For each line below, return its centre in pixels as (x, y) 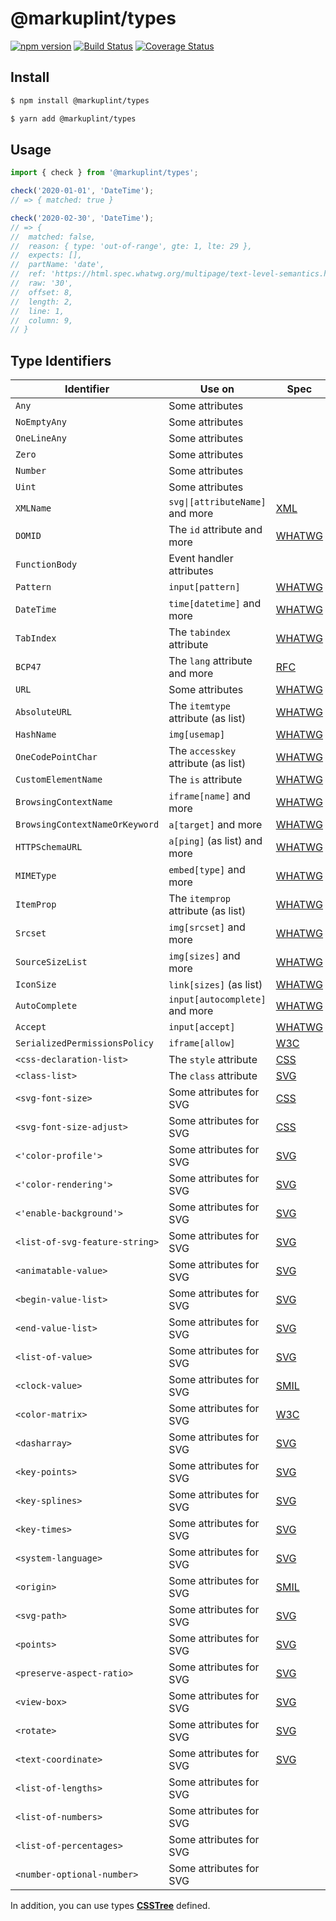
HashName (36, 735)
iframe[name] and (209, 796)
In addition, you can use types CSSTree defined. (110, 1906)
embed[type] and (207, 870)
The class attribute (213, 1076)
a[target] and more (215, 825)
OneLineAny (41, 438)
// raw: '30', (42, 283)
